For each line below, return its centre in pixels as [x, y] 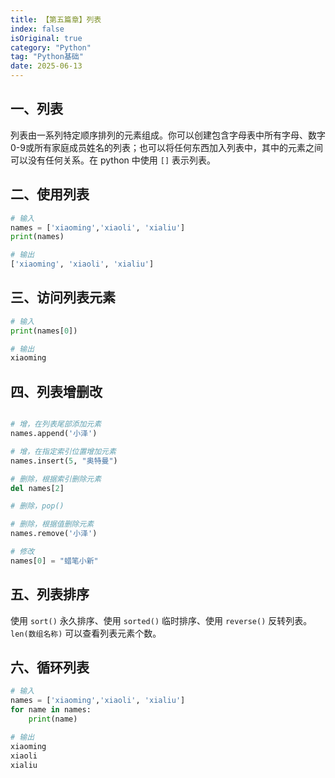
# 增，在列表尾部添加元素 [56, 424]
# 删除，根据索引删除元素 [56, 479]
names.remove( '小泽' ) [54, 534]
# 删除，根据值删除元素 [52, 524]
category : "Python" [51, 47]
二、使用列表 [50, 194]
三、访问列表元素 [63, 297]
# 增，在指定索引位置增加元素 [63, 451]
